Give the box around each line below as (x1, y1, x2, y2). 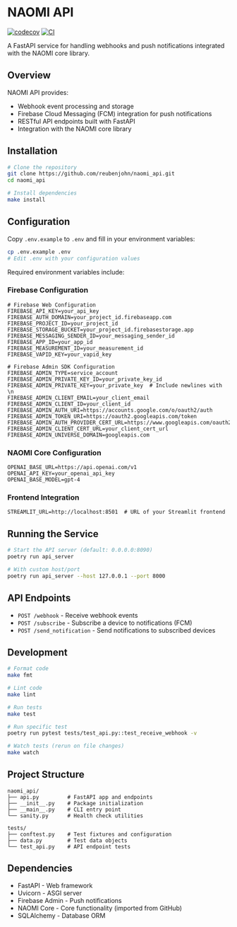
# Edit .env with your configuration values (7, 255, 140, 262)
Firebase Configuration (7, 285, 89, 295)
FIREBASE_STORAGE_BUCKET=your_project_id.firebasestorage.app (7, 326, 194, 333)
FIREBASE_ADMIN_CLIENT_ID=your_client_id (7, 401, 131, 408)
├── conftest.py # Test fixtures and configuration (7, 831, 172, 838)
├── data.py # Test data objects (7, 836, 128, 844)
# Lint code (7, 684, 42, 692)
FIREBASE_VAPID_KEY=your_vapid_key (7, 351, 112, 358)
